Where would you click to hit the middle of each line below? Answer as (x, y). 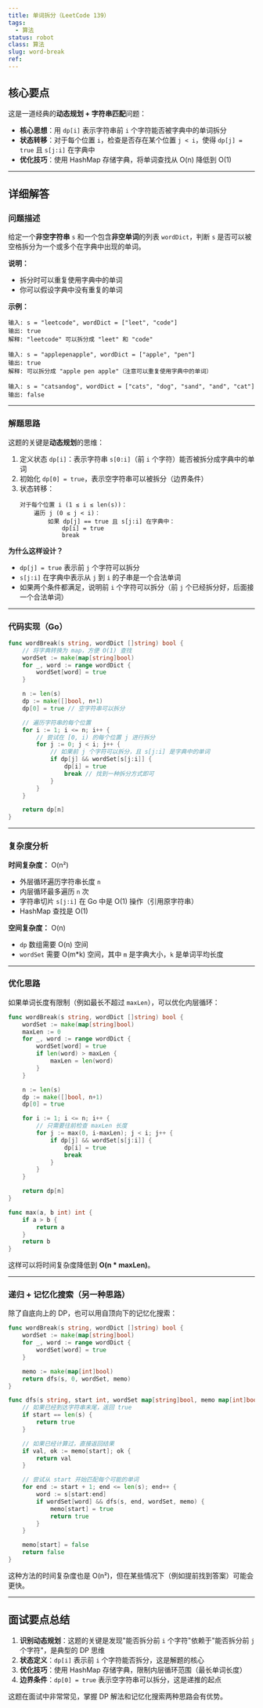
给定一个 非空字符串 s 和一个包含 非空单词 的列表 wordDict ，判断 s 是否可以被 (130, 237)
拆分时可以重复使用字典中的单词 (71, 280)
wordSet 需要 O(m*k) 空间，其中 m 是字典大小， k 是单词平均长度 (121, 954)
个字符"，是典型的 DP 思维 (62, 1650)
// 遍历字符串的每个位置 (57, 722)
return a (50, 1227)
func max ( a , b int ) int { (50, 1212)
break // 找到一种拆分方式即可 (109, 774)
